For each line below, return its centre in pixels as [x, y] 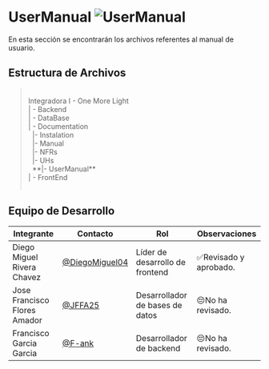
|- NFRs [44, 151]
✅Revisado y [221, 257]
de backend [158, 348]
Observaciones [227, 234]
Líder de [151, 252]
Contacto [95, 234]
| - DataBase [48, 118]
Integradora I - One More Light [78, 101]
